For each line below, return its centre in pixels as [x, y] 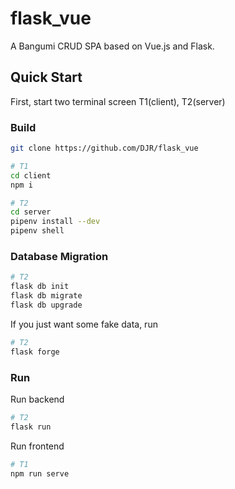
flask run [31, 427]
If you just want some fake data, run [84, 324]
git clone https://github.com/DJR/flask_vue [104, 148]
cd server [31, 212]
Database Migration [59, 256]
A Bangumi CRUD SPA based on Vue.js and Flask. [112, 46]
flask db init [40, 287]
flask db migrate [46, 296]
